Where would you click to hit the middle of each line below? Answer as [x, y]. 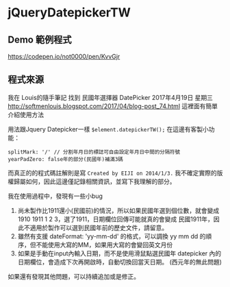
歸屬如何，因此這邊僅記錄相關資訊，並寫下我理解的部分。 [94, 181]
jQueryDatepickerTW [69, 13]
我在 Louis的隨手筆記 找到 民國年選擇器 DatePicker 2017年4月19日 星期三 [111, 97]
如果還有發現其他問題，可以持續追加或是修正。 [74, 276]
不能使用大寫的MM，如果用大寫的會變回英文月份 [104, 245]
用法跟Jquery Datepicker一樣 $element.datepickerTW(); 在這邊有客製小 [108, 129]
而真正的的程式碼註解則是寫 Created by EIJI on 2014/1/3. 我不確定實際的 [113, 173]
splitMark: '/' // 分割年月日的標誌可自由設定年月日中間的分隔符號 [94, 152]
